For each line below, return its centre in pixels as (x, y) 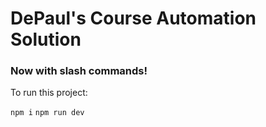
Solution (46, 39)
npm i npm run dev (47, 113)
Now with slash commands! (79, 71)
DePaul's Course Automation (133, 18)
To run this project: (49, 93)
